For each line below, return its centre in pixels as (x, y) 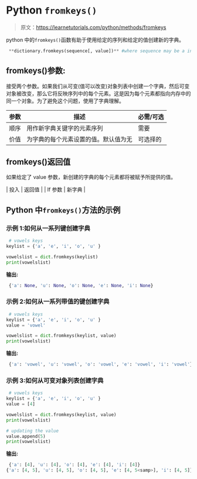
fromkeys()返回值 (38, 162)
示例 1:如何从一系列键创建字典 (48, 228)
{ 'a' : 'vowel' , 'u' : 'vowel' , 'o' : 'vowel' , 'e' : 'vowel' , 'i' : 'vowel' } (101, 365)
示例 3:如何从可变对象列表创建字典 (55, 380)
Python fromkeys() (52, 10)
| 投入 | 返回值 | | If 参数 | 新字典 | (46, 189)
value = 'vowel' (26, 325)
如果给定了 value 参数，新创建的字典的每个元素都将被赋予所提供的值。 (91, 177)
